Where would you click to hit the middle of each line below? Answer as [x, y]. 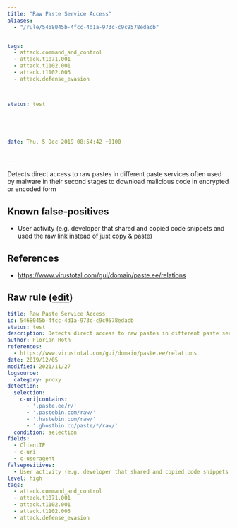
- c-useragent [34, 459]
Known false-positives [58, 211]
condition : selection [45, 432]
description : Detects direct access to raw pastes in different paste [113, 333]
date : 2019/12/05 [33, 360]
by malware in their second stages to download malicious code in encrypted [118, 182]
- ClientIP [30, 446]
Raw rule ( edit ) [40, 298]
